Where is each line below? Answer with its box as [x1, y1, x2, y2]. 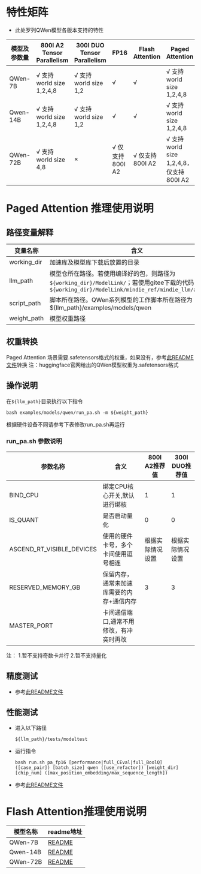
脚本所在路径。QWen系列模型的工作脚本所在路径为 [49, 295, 193, 304]
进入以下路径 [14, 724, 47, 732]
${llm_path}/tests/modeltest [14, 736, 88, 743]
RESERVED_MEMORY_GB [9, 583, 81, 591]
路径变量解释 [6, 227, 54, 238]
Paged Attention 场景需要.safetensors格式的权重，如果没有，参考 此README [6, 353, 194, 361]
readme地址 [47, 828, 83, 836]
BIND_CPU [9, 491, 39, 499]
